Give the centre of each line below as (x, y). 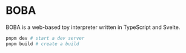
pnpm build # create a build (42, 44)
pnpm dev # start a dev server (45, 38)
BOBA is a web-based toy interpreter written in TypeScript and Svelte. (93, 27)
